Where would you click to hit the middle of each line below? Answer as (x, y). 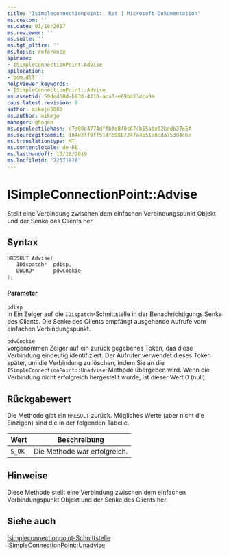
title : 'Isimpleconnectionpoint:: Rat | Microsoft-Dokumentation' (104, 13)
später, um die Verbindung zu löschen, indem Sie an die (86, 363)
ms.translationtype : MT (41, 142)
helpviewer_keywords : (38, 84)
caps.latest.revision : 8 (43, 103)
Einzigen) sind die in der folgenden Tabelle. (68, 423)
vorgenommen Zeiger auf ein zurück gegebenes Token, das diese (100, 348)
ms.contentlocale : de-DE (43, 148)
